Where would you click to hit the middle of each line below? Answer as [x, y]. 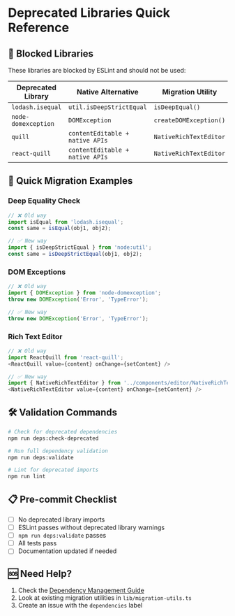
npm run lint [27, 477]
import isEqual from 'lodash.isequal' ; [66, 222]
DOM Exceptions [37, 272]
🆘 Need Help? [40, 574]
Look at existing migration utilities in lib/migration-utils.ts [105, 598]
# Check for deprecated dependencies [63, 431]
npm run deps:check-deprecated [53, 438]
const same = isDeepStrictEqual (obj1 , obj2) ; [75, 254]
